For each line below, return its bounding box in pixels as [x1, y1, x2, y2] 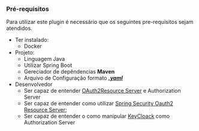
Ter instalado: [14, 36, 49, 44]
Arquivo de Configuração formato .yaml [23, 74, 123, 82]
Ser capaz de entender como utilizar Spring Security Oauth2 [23, 100, 174, 107]
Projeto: [14, 49, 35, 56]
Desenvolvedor [14, 81, 53, 88]
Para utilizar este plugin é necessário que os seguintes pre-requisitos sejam [6, 19, 194, 26]
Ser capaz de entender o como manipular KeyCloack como [23, 112, 170, 120]
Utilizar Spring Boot [23, 62, 73, 69]
